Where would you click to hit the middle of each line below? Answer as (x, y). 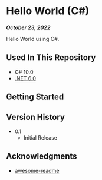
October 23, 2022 (28, 27)
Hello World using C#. (33, 39)
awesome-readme (37, 170)
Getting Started (35, 97)
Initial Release (40, 137)
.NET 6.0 (25, 78)
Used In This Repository (51, 58)
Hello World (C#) (48, 11)
